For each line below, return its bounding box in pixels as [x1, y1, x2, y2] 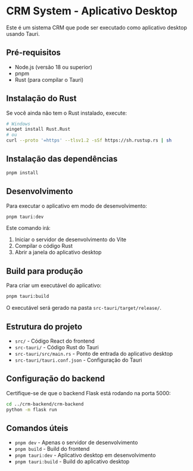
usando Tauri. [6, 30, 40, 37]
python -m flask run [6, 407, 58, 412]
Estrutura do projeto [6, 321, 82, 332]
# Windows [6, 121, 31, 127]
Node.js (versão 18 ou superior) [14, 63, 92, 70]
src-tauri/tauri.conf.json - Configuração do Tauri [14, 356, 142, 364]
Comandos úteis [6, 423, 69, 433]
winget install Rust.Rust [6, 127, 70, 133]
